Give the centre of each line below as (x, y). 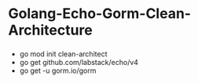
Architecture (50, 30)
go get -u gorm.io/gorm (58, 70)
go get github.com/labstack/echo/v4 (79, 63)
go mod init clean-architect (63, 54)
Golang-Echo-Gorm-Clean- (99, 14)
